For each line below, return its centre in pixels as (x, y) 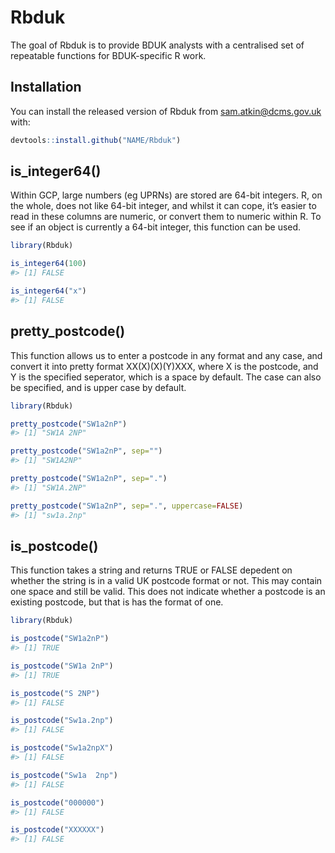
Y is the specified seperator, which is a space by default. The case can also (166, 377)
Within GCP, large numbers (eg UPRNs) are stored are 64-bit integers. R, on (166, 195)
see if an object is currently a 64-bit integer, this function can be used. (156, 227)
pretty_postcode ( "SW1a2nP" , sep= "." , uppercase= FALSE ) (127, 506)
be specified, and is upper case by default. (98, 387)
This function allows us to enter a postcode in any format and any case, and (166, 355)
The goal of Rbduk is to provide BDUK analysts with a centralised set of (157, 45)
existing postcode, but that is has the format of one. (117, 602)
